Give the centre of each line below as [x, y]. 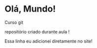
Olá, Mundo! [30, 9]
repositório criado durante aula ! [37, 32]
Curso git [14, 22]
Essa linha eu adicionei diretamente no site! [48, 41]
